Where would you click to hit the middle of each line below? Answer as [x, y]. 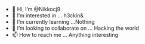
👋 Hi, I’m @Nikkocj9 [36, 9]
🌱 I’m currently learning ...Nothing [53, 22]
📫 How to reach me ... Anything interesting [65, 35]
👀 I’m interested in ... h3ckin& [48, 15]
